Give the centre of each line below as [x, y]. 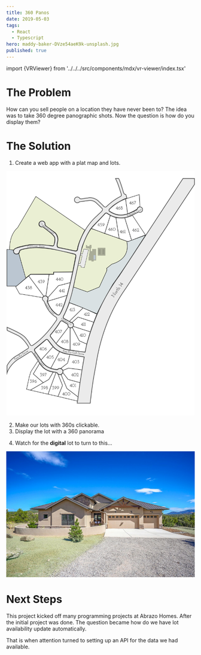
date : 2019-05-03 [28, 19]
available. [18, 647]
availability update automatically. [46, 629]
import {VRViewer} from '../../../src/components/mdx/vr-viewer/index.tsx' [96, 68]
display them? [23, 122]
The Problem [39, 93]
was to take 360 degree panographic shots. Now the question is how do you [100, 115]
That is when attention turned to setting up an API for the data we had [92, 640]
